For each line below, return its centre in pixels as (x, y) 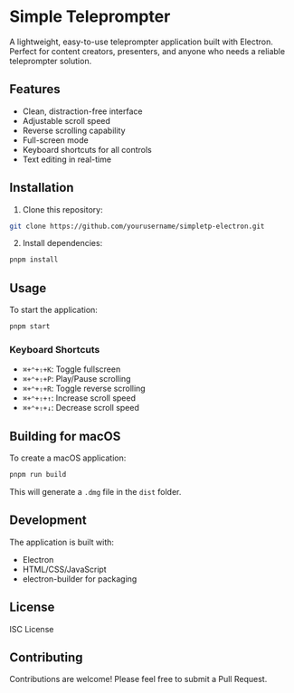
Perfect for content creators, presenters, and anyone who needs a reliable (147, 51)
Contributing (46, 657)
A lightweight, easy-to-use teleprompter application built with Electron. (141, 42)
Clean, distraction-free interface (82, 111)
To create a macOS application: (68, 458)
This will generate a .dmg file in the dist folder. (95, 491)
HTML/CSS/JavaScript (64, 569)
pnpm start (30, 327)
